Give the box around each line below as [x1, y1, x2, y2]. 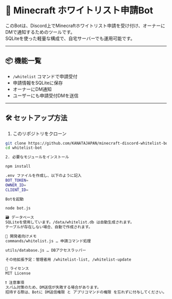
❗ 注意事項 [5, 280, 25, 285]
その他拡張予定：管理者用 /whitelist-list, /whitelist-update [5, 257, 132, 262]
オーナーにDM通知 [12, 86, 52, 92]
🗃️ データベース [5, 215, 34, 220]
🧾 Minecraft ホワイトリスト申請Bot [5, 5, 154, 16]
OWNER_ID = [5, 182, 27, 188]
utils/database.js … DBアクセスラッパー [5, 247, 87, 253]
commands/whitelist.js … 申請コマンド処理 [5, 238, 91, 243]
